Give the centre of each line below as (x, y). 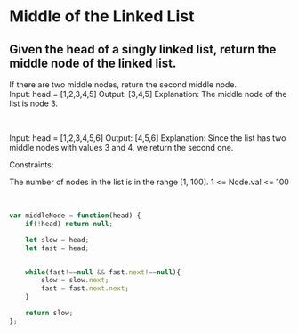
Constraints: (32, 165)
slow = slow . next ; (75, 281)
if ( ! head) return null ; (69, 224)
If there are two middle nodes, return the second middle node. (123, 85)
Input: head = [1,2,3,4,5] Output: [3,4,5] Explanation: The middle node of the (148, 94)
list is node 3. (34, 103)
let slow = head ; (57, 240)
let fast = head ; (57, 248)
